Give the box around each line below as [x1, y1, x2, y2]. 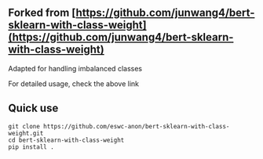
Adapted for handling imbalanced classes [8, 63, 143, 73]
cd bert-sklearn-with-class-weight [8, 136, 125, 144]
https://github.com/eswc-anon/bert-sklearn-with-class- [42, 122, 230, 130]
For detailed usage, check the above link [8, 78, 140, 89]
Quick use [8, 102, 59, 115]
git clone [8, 122, 41, 130]
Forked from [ [8, 6, 76, 20]
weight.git [8, 129, 44, 137]
